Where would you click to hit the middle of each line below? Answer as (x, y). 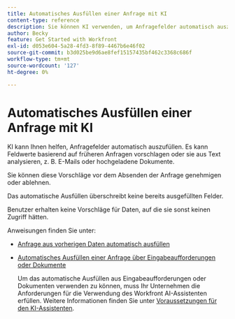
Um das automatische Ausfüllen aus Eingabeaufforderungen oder (112, 279)
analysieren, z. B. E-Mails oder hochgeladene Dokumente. (91, 162)
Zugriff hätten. (28, 217)
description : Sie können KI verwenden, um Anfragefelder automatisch (111, 27)
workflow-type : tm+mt (39, 59)
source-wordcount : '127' (43, 66)
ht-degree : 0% (28, 72)
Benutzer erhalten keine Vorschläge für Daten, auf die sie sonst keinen (109, 209)
